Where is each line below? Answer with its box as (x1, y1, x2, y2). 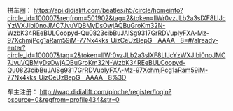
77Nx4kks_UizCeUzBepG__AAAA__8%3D (7, 73, 127, 82)
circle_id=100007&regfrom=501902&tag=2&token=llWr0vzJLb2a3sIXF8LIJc (7, 14, 226, 22)
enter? (7, 44, 26, 52)
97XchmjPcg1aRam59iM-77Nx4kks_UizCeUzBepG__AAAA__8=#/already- (7, 36, 218, 44)
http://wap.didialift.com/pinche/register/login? (39, 88, 172, 96)
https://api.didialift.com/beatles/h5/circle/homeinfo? (33, 6, 183, 14)
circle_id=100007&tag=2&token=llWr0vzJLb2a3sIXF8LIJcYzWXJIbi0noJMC (7, 51, 226, 59)
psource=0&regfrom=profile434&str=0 (7, 96, 120, 103)
